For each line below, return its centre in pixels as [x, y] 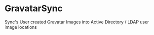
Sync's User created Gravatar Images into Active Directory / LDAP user [77, 22]
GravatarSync [34, 9]
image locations [21, 27]
